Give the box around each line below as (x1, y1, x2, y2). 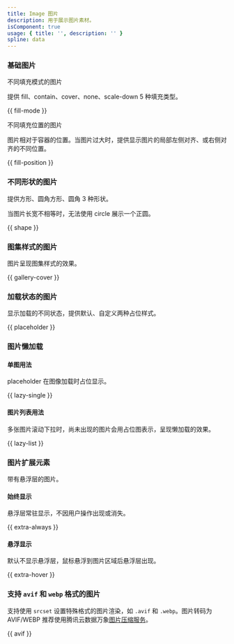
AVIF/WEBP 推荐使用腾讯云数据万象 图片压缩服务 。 (7, 615, 152, 624)
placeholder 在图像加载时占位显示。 (7, 377, 110, 386)
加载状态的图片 (7, 291, 58, 301)
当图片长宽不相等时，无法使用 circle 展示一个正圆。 (7, 209, 155, 217)
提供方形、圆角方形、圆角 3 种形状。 (7, 194, 113, 203)
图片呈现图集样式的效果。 (7, 259, 81, 268)
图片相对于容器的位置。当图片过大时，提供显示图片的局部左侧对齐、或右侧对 (7, 136, 227, 144)
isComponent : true (7, 23, 61, 30)
